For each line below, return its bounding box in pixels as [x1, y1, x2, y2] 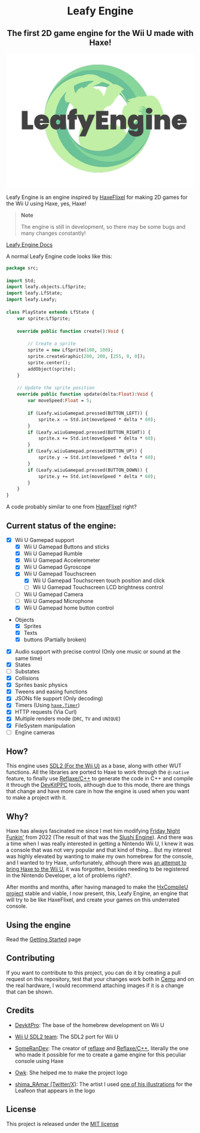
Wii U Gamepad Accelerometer [23, 557, 100, 564]
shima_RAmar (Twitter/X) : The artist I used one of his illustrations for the [14, 1080, 193, 1087]
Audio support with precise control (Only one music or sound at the [14, 648, 181, 655]
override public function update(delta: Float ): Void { [17, 391, 153, 398]
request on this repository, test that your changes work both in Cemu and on [6, 975, 194, 983]
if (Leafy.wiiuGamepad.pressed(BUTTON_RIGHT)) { [27, 429, 151, 435]
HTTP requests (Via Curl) [14, 708, 77, 716]
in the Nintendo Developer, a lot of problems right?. [6, 872, 132, 879]
